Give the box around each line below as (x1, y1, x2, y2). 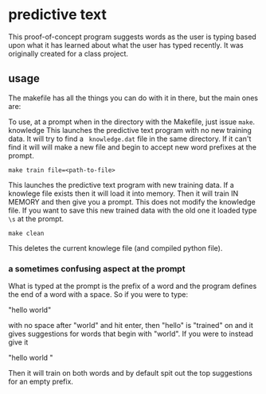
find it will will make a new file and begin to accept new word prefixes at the (8, 142, 257, 152)
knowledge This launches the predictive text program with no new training (8, 125, 252, 135)
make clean (8, 229, 45, 237)
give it (8, 337, 29, 347)
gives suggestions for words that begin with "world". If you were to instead (8, 329, 253, 339)
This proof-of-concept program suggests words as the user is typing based (8, 32, 256, 41)
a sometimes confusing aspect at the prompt (8, 263, 186, 274)
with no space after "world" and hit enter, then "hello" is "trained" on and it (8, 321, 253, 330)
